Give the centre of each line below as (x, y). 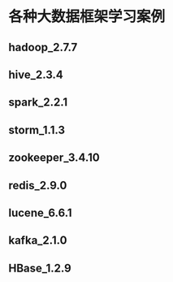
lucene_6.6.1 (40, 213)
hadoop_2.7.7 (43, 47)
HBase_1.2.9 (40, 268)
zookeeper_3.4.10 (54, 158)
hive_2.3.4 (36, 74)
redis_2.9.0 (38, 185)
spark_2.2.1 (38, 102)
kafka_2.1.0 (38, 241)
